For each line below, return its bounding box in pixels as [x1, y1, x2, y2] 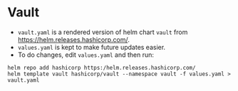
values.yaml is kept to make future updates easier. [17, 43, 166, 51]
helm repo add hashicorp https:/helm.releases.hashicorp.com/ [7, 64, 196, 71]
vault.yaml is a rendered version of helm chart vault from [17, 28, 188, 36]
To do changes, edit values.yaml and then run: [17, 50, 155, 59]
